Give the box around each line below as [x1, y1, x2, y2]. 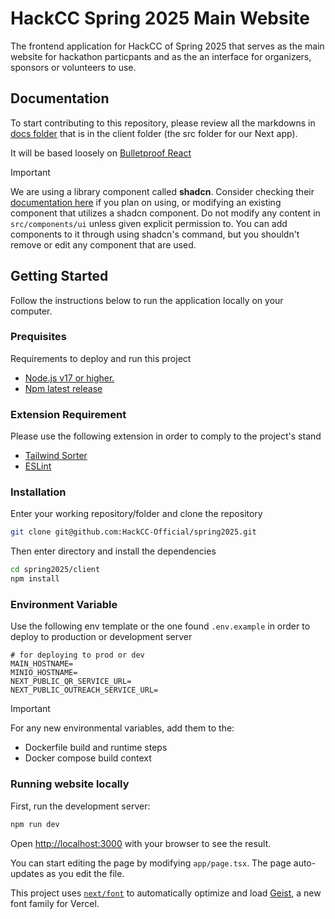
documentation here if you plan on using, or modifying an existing [10, 196, 282, 208]
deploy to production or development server [10, 631, 193, 643]
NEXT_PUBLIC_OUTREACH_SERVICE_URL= [10, 685, 159, 696]
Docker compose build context [24, 752, 152, 764]
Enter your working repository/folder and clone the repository [10, 508, 263, 520]
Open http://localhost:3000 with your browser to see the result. [10, 837, 272, 849]
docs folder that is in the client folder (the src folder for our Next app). [10, 127, 298, 139]
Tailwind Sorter [24, 450, 88, 462]
